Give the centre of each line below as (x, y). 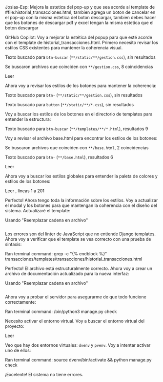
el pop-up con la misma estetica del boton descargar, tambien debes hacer (81, 17)
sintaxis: (13, 244)
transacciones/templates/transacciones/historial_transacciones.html (74, 259)
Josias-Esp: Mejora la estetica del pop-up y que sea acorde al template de (80, 7)
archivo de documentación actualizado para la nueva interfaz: (67, 274)
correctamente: (20, 302)
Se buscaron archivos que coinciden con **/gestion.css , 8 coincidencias (79, 67)
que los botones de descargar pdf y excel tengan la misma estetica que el (79, 22)
